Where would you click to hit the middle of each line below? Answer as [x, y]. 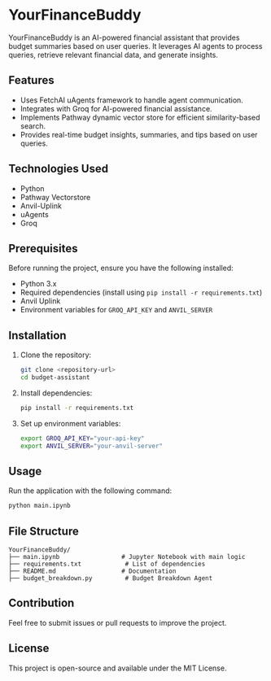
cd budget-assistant [55, 378]
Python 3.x [38, 284]
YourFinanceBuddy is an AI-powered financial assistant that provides [124, 37]
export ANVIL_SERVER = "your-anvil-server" [92, 446]
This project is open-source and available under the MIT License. [118, 668]
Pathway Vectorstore [55, 197]
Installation [37, 335]
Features [31, 80]
